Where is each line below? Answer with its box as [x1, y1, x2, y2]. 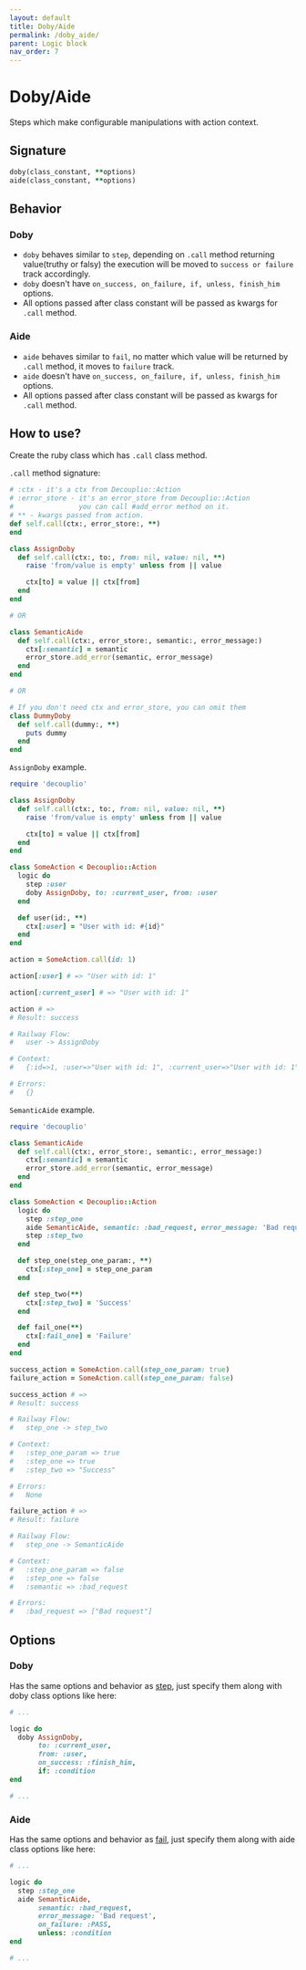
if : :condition [37, 1767, 96, 1776]
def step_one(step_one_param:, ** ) [17, 1256, 153, 1266]
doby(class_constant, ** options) [9, 167, 137, 176]
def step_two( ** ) [17, 1289, 84, 1298]
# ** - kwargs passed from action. [9, 511, 145, 520]
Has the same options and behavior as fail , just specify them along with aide [9, 1834, 296, 1845]
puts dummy [25, 728, 67, 737]
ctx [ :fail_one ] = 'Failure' [25, 1331, 132, 1341]
